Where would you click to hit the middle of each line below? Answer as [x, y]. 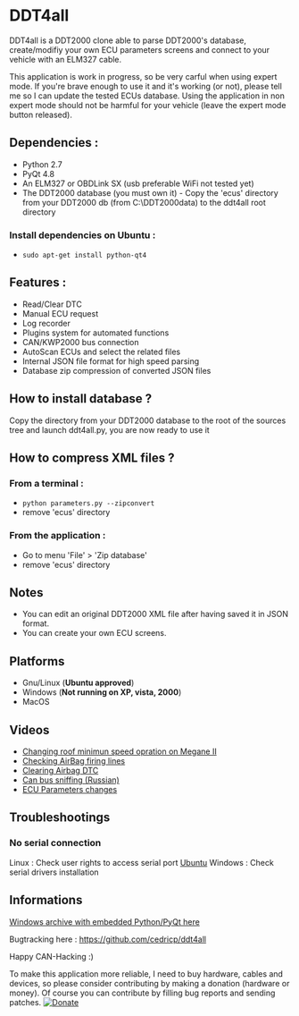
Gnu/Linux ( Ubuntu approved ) [78, 683]
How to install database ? [81, 399]
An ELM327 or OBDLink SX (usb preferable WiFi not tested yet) [138, 183]
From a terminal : [46, 483]
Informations [46, 900]
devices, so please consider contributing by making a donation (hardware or [149, 983]
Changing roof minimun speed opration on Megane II [119, 751]
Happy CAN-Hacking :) [51, 956]
